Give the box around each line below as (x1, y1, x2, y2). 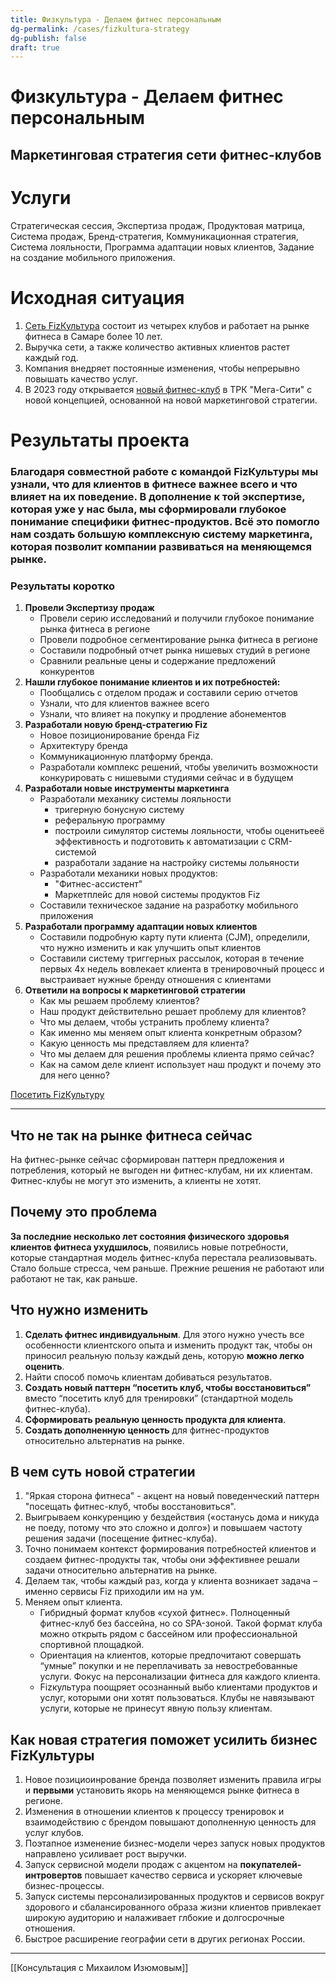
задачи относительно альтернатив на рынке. (24, 1564, 218, 1576)
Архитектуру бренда (39, 740, 128, 752)
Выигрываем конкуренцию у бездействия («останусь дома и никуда (24, 1511, 320, 1523)
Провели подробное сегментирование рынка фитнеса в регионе (39, 634, 319, 646)
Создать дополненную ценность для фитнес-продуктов (24, 1424, 270, 1436)
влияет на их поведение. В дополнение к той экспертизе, (10, 489, 306, 503)
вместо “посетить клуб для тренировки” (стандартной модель (24, 1392, 293, 1404)
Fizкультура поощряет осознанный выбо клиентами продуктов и (39, 1681, 318, 1693)
